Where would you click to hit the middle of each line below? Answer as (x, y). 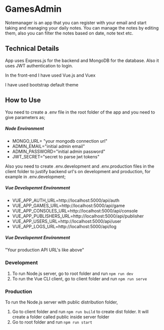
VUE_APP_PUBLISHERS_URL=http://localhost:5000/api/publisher (78, 216)
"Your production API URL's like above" (45, 250)
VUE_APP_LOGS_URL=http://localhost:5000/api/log (64, 226)
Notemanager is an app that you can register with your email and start (76, 23)
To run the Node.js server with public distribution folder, (62, 302)
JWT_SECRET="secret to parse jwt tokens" (56, 156)
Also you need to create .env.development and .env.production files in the (80, 166)
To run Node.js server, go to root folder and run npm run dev (73, 273)
